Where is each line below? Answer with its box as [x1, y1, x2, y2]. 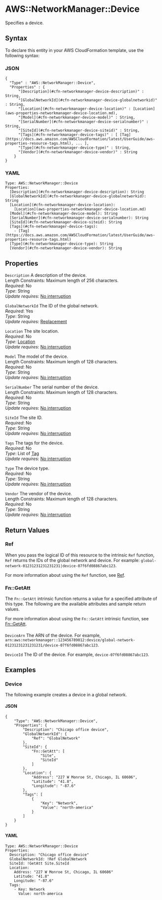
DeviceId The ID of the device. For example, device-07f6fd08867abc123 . [5, 651, 149, 657]
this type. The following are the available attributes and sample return [5, 601, 146, 607]
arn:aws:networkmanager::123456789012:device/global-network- [5, 638, 135, 643]
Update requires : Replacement [5, 319, 67, 325]
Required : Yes [5, 308, 33, 314]
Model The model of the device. [5, 353, 68, 359]
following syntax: [5, 52, 40, 58]
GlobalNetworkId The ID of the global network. [5, 303, 99, 309]
